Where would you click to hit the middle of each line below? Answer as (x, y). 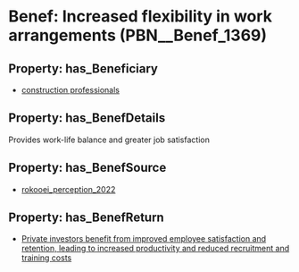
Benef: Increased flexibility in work (141, 17)
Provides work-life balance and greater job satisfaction (109, 140)
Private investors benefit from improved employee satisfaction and (144, 239)
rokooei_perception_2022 (68, 189)
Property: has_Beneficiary (83, 68)
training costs (46, 258)
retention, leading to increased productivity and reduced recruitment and (155, 249)
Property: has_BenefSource (87, 168)
